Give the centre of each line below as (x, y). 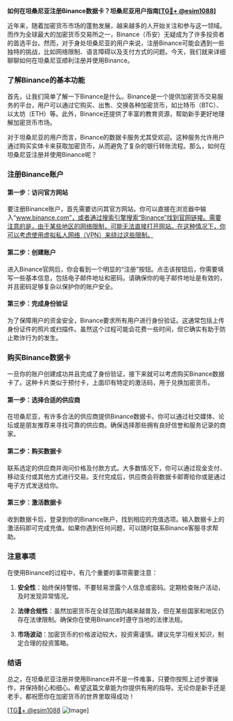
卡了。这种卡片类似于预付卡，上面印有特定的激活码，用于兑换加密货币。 (110, 383)
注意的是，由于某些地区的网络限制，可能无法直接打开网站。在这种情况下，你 (116, 226)
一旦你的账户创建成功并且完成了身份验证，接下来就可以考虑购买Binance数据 (116, 374)
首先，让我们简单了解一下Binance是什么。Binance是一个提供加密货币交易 (112, 97)
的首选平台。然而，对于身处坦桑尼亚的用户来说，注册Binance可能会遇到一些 (116, 43)
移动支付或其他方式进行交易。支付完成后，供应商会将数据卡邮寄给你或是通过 (116, 476)
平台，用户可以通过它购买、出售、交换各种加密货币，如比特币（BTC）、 (121, 105)
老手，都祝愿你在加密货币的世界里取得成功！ (71, 697)
